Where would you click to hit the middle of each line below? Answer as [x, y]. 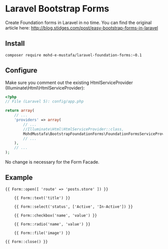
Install [15, 44]
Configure [21, 70]
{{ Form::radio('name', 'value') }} [52, 224]
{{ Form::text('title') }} [42, 198]
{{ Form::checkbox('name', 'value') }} [56, 215]
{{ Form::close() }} [27, 241]
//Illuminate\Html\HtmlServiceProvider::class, [73, 129]
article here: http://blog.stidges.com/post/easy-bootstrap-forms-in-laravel [82, 27]
